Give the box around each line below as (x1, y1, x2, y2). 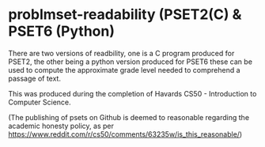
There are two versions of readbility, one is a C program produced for (8, 48, 235, 58)
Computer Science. (8, 97, 71, 107)
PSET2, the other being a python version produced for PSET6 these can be (8, 57, 253, 66)
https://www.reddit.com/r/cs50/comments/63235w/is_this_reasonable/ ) (8, 129, 243, 139)
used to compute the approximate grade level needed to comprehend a (8, 65, 240, 74)
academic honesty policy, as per (8, 121, 115, 130)
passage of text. (8, 73, 62, 83)
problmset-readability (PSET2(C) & (8, 6, 242, 24)
